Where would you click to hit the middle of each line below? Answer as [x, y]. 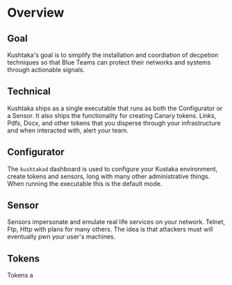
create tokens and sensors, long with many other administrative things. [109, 176]
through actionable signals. [46, 70]
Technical [29, 92]
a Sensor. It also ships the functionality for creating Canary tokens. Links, [112, 115]
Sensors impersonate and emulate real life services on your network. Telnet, [116, 222]
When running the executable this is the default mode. [85, 183]
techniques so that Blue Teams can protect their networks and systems [109, 62]
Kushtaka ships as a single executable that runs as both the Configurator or [115, 108]
